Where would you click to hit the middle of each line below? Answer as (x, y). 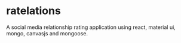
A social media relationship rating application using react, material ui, (91, 27)
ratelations (33, 11)
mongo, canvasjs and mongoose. (47, 33)
